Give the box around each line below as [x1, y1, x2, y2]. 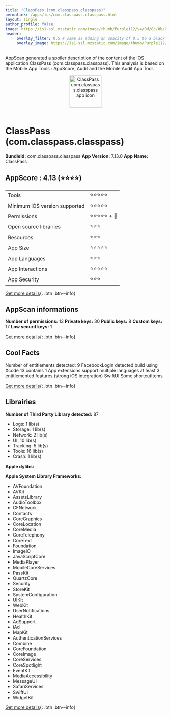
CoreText [12, 537, 32, 543]
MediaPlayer [12, 559, 39, 565]
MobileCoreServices [12, 564, 56, 570]
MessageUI [12, 678, 37, 684]
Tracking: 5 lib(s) [12, 442, 48, 449]
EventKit [12, 667, 31, 673]
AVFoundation [12, 483, 42, 489]
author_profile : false [5, 21, 53, 27]
